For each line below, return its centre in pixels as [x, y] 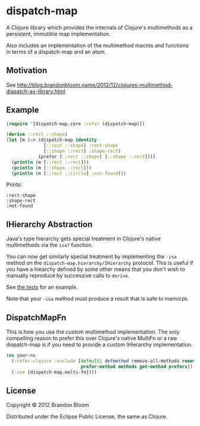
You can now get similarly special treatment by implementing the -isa [91, 257]
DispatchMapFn [36, 317]
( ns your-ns [21, 356]
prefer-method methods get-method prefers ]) [137, 366]
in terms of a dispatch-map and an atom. [56, 51]
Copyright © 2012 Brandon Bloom [48, 405]
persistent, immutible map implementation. [59, 33]
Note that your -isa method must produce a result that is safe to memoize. [98, 299]
